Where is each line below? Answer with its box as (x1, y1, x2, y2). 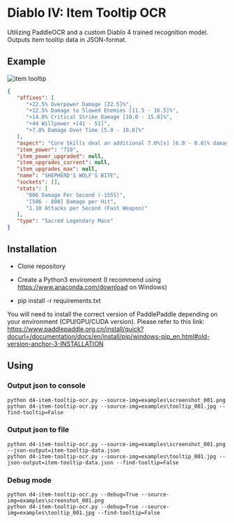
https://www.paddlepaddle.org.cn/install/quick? (7, 325, 144, 333)
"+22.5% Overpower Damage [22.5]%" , (25, 101, 132, 108)
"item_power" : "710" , (16, 146, 79, 153)
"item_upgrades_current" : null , (16, 159, 111, 166)
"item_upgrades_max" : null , (16, 165, 98, 172)
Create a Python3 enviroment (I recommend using (17, 275, 162, 283)
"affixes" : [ (16, 94, 54, 101)
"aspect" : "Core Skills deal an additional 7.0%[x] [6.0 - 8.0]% (16, 140, 210, 147)
